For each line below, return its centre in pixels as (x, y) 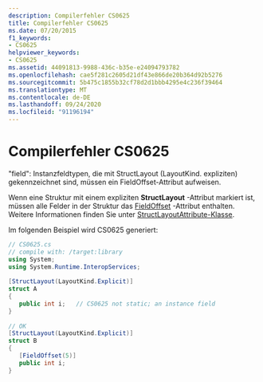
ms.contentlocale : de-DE (49, 97)
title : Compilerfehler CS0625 (59, 23)
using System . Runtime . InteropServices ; (75, 267)
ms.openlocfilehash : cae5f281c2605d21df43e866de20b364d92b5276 (116, 75)
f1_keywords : (30, 38)
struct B (23, 341)
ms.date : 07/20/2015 (43, 30)
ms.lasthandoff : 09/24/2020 (55, 104)
